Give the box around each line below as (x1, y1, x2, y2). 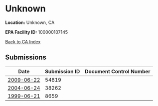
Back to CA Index (5, 38, 41, 45)
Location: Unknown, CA (5, 19, 55, 25)
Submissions (5, 53, 46, 62)
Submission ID (44, 68, 80, 75)
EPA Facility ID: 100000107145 (5, 29, 68, 35)
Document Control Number (84, 68, 151, 75)
